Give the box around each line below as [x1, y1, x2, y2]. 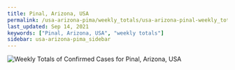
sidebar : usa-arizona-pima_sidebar [7, 36, 111, 43]
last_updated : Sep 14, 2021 [7, 23, 90, 30]
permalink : [7, 17, 39, 24]
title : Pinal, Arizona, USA [7, 10, 90, 17]
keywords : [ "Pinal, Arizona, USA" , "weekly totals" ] [7, 29, 164, 37]
